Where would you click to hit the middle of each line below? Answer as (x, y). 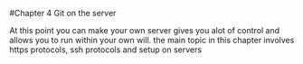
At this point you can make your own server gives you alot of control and (145, 30)
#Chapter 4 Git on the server (63, 13)
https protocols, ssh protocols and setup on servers (105, 50)
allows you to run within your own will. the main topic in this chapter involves (152, 40)
